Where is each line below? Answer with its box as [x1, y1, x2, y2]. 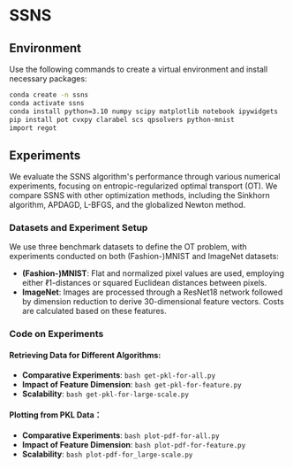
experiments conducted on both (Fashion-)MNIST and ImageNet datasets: [9, 251, 280, 262]
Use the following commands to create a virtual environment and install [9, 64, 268, 74]
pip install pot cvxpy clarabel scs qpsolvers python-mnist [9, 115, 236, 124]
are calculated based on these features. [21, 306, 167, 317]
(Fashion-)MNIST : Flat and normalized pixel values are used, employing [21, 268, 285, 279]
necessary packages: [9, 73, 87, 84]
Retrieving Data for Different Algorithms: [9, 350, 162, 360]
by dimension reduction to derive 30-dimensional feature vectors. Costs [21, 296, 284, 307]
